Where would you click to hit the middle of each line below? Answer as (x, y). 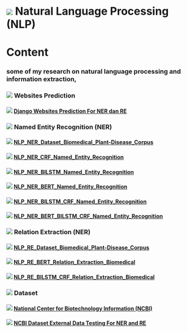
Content (28, 52)
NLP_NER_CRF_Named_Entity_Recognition (69, 157)
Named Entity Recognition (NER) (63, 127)
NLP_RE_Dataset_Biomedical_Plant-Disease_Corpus (82, 247)
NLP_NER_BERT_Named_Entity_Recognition (71, 187)
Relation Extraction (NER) (52, 232)
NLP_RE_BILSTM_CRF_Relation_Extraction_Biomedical (84, 277)
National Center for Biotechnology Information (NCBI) (83, 308)
